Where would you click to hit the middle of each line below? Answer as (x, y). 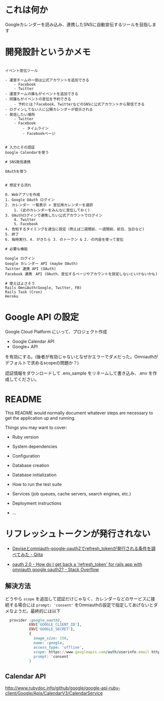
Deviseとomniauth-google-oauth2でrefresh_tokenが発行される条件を (82, 548)
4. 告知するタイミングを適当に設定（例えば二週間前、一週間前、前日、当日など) (75, 229)
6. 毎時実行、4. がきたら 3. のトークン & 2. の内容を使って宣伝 (64, 239)
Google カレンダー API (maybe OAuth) (41, 264)
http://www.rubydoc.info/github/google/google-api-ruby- (63, 688)
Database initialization (34, 475)
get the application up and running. (40, 418)
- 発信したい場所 (20, 115)
